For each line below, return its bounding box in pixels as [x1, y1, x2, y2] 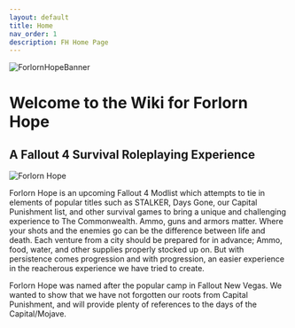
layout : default [9, 12, 69, 22]
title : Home [9, 21, 53, 30]
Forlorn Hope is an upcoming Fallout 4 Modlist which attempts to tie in [9, 188, 266, 199]
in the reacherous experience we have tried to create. [9, 263, 206, 274]
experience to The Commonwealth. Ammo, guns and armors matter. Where [9, 216, 283, 227]
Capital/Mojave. [9, 308, 66, 319]
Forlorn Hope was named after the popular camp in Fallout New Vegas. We [9, 280, 283, 291]
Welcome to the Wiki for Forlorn [9, 93, 248, 113]
